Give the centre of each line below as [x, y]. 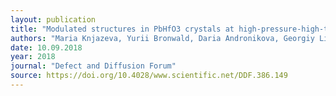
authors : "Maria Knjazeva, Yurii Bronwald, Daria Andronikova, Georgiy [162, 38]
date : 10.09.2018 [46, 47]
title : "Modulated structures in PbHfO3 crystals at [122, 29]
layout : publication [53, 19]
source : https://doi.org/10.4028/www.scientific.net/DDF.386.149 [149, 76]
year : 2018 [33, 57]
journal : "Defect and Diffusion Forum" [93, 66]
